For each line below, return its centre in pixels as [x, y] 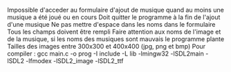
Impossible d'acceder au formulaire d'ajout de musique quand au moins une [116, 10]
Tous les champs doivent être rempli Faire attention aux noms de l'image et [114, 32]
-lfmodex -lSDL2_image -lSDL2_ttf [74, 61]
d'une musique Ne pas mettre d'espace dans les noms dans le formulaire [111, 24]
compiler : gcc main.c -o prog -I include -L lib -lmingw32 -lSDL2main [105, 53]
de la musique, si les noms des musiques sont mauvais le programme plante [116, 39]
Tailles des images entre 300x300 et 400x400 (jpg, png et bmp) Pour [107, 46]
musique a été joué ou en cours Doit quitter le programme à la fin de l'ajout [114, 17]
